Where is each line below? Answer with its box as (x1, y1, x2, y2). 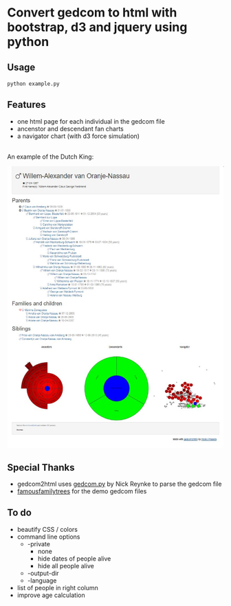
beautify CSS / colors (16, 525, 78, 533)
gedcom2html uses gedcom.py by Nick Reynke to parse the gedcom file (16, 480, 222, 488)
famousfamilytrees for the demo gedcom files (16, 487, 147, 495)
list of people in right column (16, 583, 98, 592)
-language (27, 576, 57, 585)
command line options (16, 532, 80, 541)
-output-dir (27, 569, 60, 577)
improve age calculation (16, 591, 85, 599)
